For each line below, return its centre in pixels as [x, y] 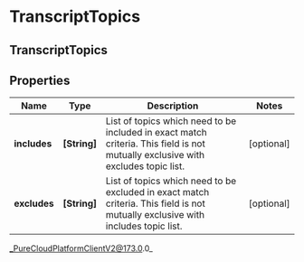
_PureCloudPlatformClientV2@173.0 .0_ [81, 248]
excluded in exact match [157, 192]
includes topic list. [144, 226]
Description [173, 106]
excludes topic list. [145, 166]
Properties [40, 80]
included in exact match [156, 133]
